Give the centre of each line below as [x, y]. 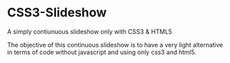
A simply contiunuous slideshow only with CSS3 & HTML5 [90, 32]
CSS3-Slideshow [57, 13]
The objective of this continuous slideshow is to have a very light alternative [115, 45]
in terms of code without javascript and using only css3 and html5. [102, 52]
